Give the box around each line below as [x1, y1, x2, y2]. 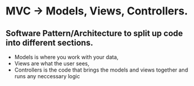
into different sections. [5, 37, 93, 48]
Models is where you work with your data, [14, 54, 119, 61]
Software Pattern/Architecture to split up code [5, 28, 183, 38]
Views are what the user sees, [14, 60, 90, 67]
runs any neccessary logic [14, 73, 80, 79]
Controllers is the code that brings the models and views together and [14, 66, 188, 73]
